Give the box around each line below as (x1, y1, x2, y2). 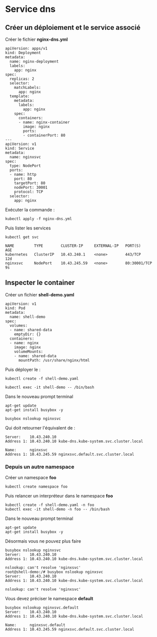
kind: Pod (5, 305, 26, 311)
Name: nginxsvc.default (5, 623, 66, 628)
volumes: (9, 323, 28, 328)
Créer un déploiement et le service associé (5, 23, 141, 32)
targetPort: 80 (14, 181, 46, 186)
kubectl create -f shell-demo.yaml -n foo (5, 502, 94, 507)
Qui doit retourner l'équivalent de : (5, 425, 76, 430)
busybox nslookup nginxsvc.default (5, 605, 79, 610)
